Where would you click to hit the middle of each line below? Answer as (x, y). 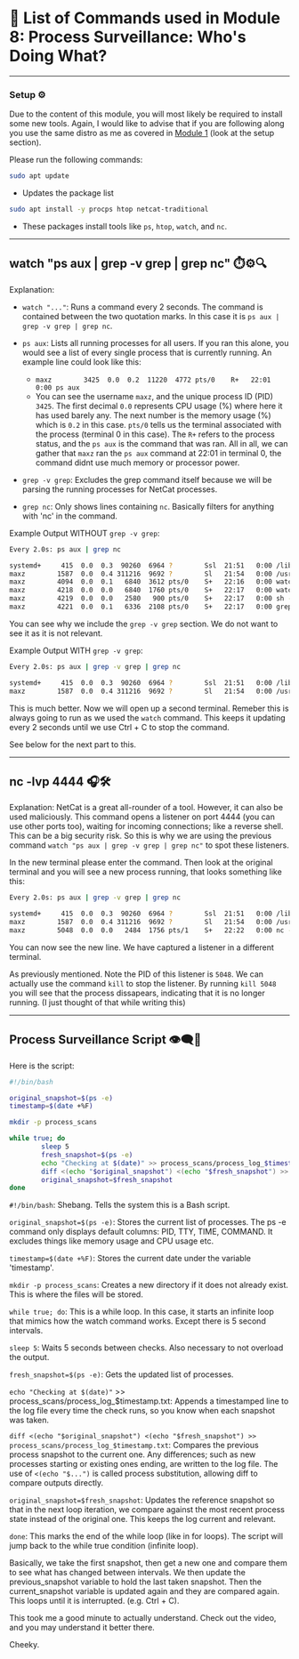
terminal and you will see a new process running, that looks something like (145, 872)
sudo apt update (39, 176)
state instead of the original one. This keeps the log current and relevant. (142, 1519)
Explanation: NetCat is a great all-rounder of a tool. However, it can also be (146, 808)
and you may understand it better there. (82, 1628)
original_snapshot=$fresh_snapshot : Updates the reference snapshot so (142, 1500)
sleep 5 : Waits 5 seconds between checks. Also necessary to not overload (146, 1348)
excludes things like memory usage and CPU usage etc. (112, 1241)
